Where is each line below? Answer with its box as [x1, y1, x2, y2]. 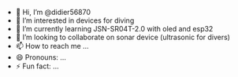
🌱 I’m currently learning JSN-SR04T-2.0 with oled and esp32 [15, 24, 214, 33]
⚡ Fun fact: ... [15, 61, 59, 71]
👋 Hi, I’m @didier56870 [15, 8, 91, 16]
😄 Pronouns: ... [15, 53, 67, 62]
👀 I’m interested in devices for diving [15, 16, 135, 25]
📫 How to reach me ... [15, 42, 89, 50]
